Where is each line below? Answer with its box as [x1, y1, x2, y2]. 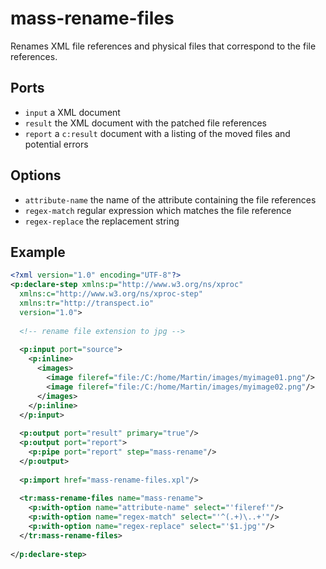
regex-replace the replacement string [24, 215, 180, 227]
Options [10, 167, 62, 184]
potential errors [24, 138, 89, 150]
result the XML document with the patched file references [24, 117, 267, 129]
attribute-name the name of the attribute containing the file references [24, 193, 317, 206]
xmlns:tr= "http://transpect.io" [19, 298, 155, 308]
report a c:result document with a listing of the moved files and [24, 127, 291, 139]
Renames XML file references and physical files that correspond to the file [10, 40, 317, 52]
